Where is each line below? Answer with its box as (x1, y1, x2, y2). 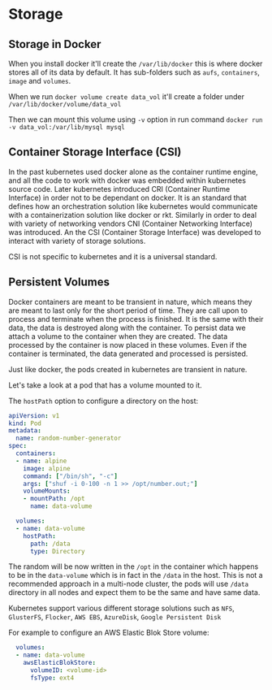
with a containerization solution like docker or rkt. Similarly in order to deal (8, 210, 257, 219)
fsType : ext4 (29, 674, 75, 682)
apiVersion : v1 (8, 411, 60, 419)
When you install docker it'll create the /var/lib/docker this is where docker (8, 59, 263, 68)
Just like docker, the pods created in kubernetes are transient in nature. (8, 364, 248, 374)
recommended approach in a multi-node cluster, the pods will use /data (8, 579, 249, 589)
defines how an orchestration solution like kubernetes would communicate (8, 201, 258, 211)
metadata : (8, 427, 42, 435)
